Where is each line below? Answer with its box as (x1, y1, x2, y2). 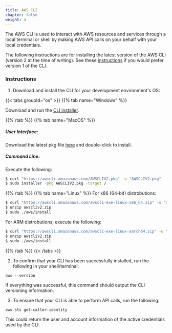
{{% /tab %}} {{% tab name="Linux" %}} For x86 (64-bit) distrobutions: (5, 190, 157, 196)
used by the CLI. (5, 321, 40, 328)
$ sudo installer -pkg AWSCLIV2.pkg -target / (5, 181, 106, 186)
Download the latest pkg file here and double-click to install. (5, 141, 132, 148)
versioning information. (5, 287, 54, 294)
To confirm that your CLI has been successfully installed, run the (12, 257, 149, 264)
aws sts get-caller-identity (5, 307, 68, 313)
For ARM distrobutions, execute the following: (5, 219, 101, 225)
